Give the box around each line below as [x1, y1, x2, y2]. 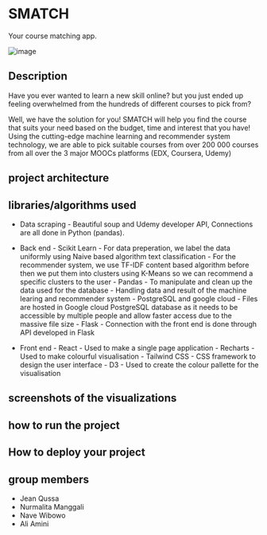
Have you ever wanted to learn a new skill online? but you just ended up [8, 91, 244, 100]
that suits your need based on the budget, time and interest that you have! [8, 122, 251, 132]
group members [8, 472, 90, 486]
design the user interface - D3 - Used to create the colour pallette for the [19, 359, 259, 370]
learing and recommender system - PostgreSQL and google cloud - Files [19, 293, 258, 303]
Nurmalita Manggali [19, 502, 85, 511]
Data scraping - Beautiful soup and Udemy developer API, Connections [19, 219, 253, 229]
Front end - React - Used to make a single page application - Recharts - [19, 343, 255, 352]
